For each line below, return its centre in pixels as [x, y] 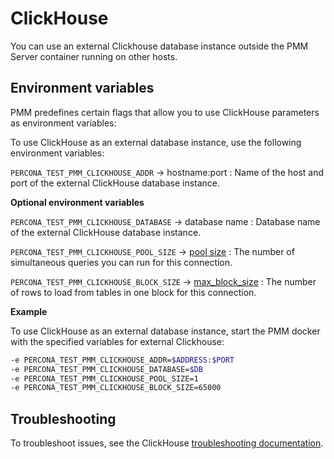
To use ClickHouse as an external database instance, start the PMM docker [165, 331]
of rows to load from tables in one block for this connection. [133, 292]
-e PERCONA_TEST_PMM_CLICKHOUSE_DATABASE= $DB [106, 369]
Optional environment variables [77, 202]
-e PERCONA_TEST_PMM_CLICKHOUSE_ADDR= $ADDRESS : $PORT [122, 360]
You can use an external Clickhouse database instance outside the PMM [159, 46]
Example [29, 311]
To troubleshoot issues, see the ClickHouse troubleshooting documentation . [167, 443]
